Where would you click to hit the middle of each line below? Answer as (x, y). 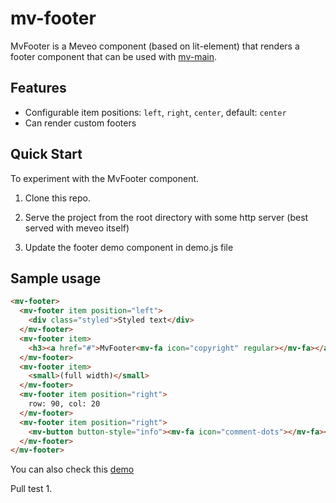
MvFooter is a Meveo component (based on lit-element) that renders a (155, 46)
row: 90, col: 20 (64, 404)
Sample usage (56, 278)
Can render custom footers (80, 123)
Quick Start (46, 154)
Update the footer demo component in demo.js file (129, 247)
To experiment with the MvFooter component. (105, 178)
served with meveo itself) (77, 228)
